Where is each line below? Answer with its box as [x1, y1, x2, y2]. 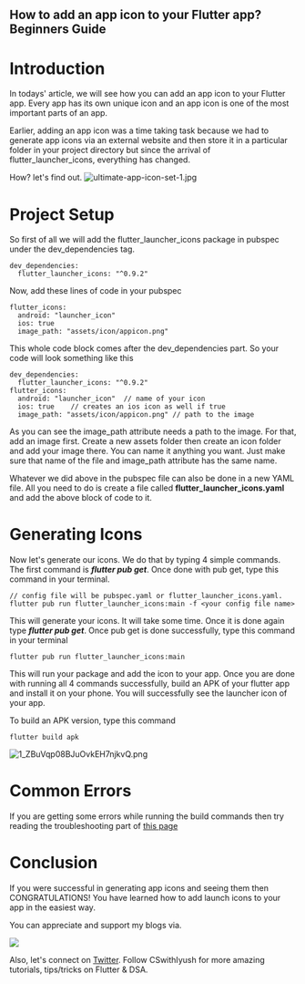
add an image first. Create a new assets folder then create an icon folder [9, 436, 282, 447]
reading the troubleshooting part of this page [9, 821, 178, 832]
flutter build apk [9, 733, 79, 742]
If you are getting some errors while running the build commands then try [9, 811, 285, 822]
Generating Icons [9, 524, 143, 545]
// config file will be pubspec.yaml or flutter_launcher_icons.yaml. [9, 592, 283, 601]
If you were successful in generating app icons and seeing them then [9, 883, 269, 894]
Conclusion [9, 853, 98, 874]
